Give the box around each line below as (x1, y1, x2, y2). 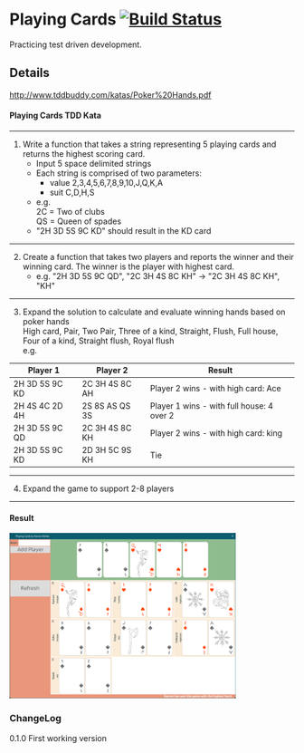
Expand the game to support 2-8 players (22, 483, 175, 494)
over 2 (149, 410, 175, 420)
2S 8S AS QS (81, 400, 131, 411)
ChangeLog (9, 712, 62, 725)
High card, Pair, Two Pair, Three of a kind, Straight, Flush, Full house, (22, 325, 279, 336)
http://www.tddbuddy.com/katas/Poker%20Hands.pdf (9, 89, 212, 100)
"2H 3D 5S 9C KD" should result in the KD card (35, 225, 212, 236)
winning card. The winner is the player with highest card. (22, 261, 235, 272)
